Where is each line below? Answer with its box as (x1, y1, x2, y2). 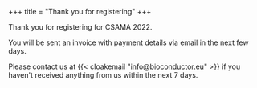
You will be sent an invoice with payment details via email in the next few (8, 38, 249, 47)
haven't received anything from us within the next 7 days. (8, 70, 198, 79)
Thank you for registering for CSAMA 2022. (8, 22, 153, 31)
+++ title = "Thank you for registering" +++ (8, 7, 152, 16)
